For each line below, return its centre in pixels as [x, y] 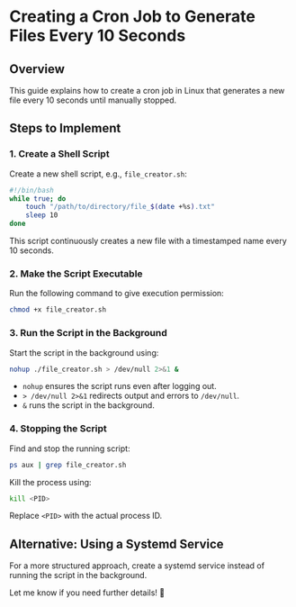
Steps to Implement [65, 128]
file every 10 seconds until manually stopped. [93, 100]
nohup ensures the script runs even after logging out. [120, 386]
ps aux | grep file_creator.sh [68, 465]
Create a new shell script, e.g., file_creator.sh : [98, 174]
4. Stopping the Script [58, 429]
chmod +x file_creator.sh [58, 310]
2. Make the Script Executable [76, 274]
